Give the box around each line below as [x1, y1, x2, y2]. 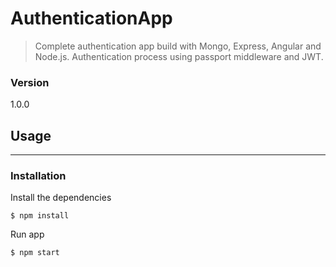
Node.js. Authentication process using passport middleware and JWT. [34, 50, 324, 62]
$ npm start [10, 248, 60, 258]
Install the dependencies [10, 192, 112, 204]
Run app [10, 228, 45, 241]
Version [10, 75, 50, 89]
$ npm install [10, 211, 70, 221]
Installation [10, 168, 67, 182]
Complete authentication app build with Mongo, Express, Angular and [34, 40, 322, 52]
